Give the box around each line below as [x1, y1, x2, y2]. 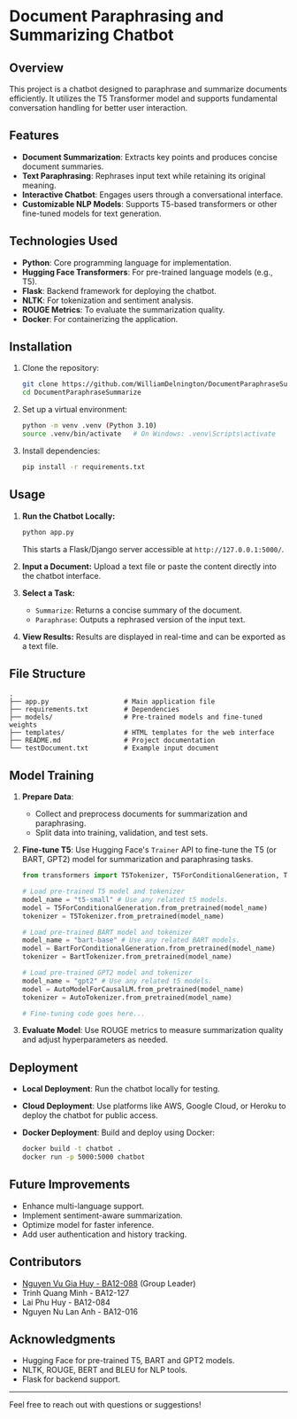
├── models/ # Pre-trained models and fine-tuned [9, 713, 263, 722]
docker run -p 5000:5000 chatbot [21, 1153, 146, 1161]
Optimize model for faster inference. [21, 1219, 155, 1230]
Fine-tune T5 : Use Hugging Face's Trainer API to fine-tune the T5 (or [21, 844, 277, 855]
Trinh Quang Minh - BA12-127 [21, 1287, 130, 1298]
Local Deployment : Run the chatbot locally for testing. [21, 1084, 220, 1094]
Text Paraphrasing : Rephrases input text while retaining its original [21, 170, 266, 181]
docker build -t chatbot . [21, 1145, 122, 1153]
